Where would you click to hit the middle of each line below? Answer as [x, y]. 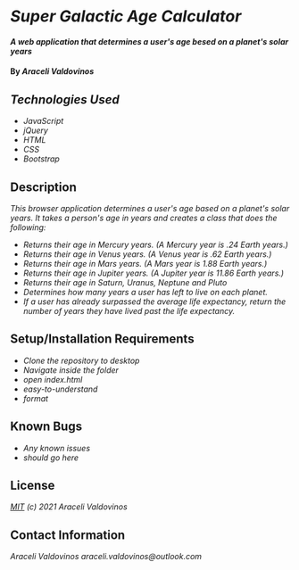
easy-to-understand [60, 389]
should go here [51, 458]
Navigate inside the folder [71, 370]
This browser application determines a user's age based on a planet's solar [150, 208]
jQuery [35, 130]
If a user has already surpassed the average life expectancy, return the [154, 302]
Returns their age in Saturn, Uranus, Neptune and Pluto [125, 282]
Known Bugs [46, 427]
